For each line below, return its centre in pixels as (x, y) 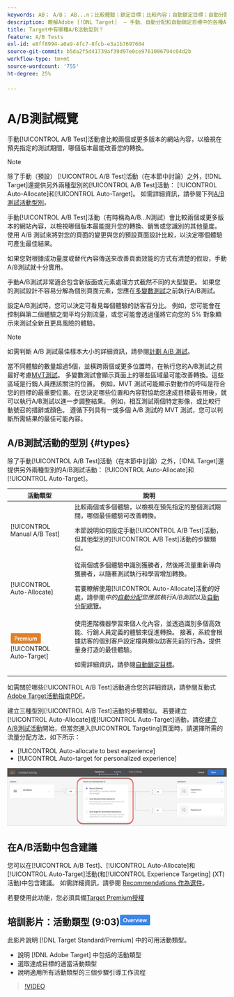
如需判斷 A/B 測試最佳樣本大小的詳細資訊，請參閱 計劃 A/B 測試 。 (101, 351)
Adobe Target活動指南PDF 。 (48, 696)
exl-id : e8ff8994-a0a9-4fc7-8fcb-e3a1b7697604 (76, 44)
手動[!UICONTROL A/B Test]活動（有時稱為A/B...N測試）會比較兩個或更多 (112, 217)
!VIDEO (34, 987)
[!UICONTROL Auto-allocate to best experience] (86, 751)
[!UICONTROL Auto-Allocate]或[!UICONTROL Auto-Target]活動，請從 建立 (112, 719)
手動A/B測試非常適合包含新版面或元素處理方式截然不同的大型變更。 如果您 (114, 282)
